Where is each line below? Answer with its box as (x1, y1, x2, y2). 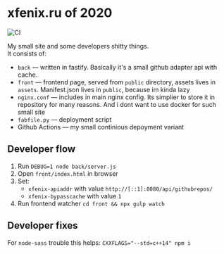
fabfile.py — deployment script (17, 115, 112, 124)
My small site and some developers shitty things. (7, 42, 149, 50)
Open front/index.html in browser (17, 169, 118, 177)
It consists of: (7, 49, 47, 58)
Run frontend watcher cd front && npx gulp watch (17, 199, 166, 208)
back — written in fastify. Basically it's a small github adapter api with (17, 63, 217, 71)
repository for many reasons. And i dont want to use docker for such (17, 100, 217, 108)
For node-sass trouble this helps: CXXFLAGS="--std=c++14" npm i (7, 238, 191, 247)
